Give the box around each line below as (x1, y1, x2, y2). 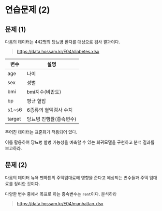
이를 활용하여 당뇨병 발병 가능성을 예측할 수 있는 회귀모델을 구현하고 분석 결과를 (5, 139, 155, 145)
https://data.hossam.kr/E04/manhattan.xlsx (16, 200, 103, 206)
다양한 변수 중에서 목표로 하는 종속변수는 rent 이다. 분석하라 (5, 191, 117, 196)
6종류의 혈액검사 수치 (27, 107, 73, 113)
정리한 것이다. (14, 181, 40, 186)
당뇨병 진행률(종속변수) (27, 116, 77, 122)
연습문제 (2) (5, 4, 50, 15)
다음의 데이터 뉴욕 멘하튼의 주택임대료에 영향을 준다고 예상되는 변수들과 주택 (5, 175, 148, 181)
